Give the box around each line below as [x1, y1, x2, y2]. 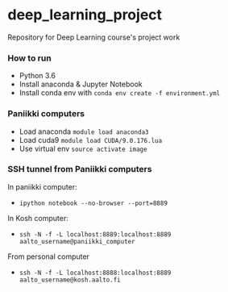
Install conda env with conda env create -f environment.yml [19, 88, 221, 98]
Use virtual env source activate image [19, 144, 147, 153]
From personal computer [7, 252, 90, 261]
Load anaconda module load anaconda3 [19, 127, 149, 136]
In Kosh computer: [7, 213, 69, 223]
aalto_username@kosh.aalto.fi [19, 276, 122, 284]
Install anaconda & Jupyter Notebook [19, 79, 143, 90]
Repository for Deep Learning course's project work [7, 32, 180, 42]
